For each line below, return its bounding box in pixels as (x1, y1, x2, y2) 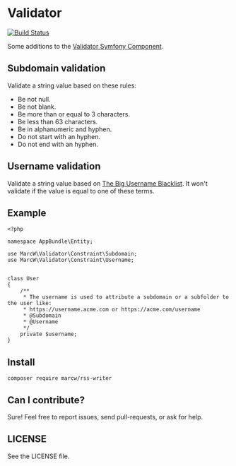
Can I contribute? (7, 394, 85, 406)
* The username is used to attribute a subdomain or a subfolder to (23, 294, 230, 301)
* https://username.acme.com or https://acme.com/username (23, 306, 201, 313)
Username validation (7, 160, 101, 172)
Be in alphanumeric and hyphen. (17, 125, 112, 133)
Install (7, 356, 35, 368)
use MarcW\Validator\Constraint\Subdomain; (7, 251, 138, 258)
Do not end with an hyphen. (17, 140, 99, 148)
